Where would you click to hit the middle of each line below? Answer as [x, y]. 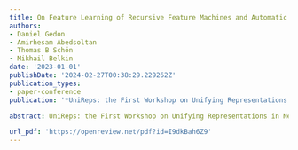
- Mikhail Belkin [41, 59]
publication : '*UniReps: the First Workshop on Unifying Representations [149, 100]
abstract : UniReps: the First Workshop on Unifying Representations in [144, 116]
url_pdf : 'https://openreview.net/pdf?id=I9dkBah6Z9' [111, 132]
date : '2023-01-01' [45, 67]
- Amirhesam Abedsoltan [53, 42]
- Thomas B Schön [41, 51]
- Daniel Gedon [37, 34]
